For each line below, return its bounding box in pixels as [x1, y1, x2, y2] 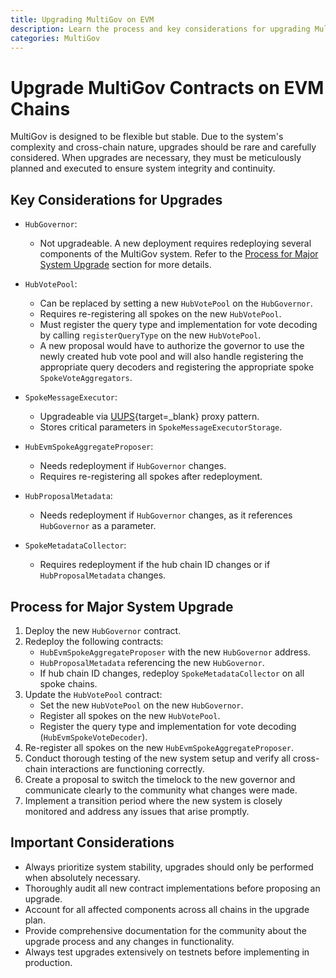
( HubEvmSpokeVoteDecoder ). [39, 731, 148, 743]
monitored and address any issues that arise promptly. [24, 805, 250, 817]
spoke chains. [39, 677, 98, 690]
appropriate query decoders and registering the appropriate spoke [39, 361, 315, 373]
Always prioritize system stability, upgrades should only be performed [24, 861, 314, 873]
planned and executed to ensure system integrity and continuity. [10, 162, 276, 175]
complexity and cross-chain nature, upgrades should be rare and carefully [10, 141, 317, 153]
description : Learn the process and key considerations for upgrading [10, 24, 311, 34]
